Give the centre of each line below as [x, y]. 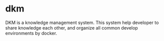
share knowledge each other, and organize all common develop [72, 27]
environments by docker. [31, 33]
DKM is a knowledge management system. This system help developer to [82, 22]
